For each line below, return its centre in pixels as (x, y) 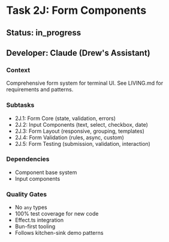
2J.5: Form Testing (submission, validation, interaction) (83, 144)
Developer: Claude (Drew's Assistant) (79, 53)
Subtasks (20, 105)
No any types (31, 207)
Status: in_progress (44, 33)
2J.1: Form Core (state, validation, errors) (65, 118)
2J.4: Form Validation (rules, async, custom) (70, 137)
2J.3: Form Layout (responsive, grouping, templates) (80, 131)
